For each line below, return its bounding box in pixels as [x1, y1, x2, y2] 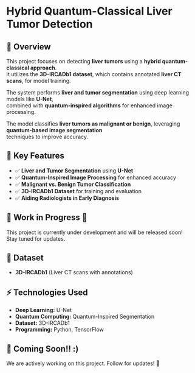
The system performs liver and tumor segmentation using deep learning [6, 89, 190, 96]
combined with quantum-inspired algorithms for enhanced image [6, 102, 173, 109]
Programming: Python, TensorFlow [15, 326, 104, 333]
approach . [30, 64, 57, 71]
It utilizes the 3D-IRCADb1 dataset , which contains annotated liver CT [6, 71, 182, 77]
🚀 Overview [6, 41, 51, 52]
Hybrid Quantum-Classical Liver [6, 4, 173, 18]
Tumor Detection [6, 17, 93, 31]
